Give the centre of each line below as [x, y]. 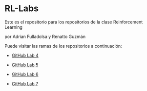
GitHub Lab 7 [25, 84]
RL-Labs [21, 9]
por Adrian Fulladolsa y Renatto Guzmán [45, 36]
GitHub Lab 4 [25, 55]
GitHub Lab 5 [25, 65]
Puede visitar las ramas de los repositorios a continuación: [63, 46]
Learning [14, 27]
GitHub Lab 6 [25, 74]
